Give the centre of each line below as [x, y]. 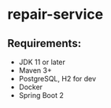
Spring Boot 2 [41, 95]
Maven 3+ [35, 70]
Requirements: [44, 43]
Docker [31, 87]
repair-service [55, 14]
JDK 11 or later [42, 62]
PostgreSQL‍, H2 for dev [57, 79]
